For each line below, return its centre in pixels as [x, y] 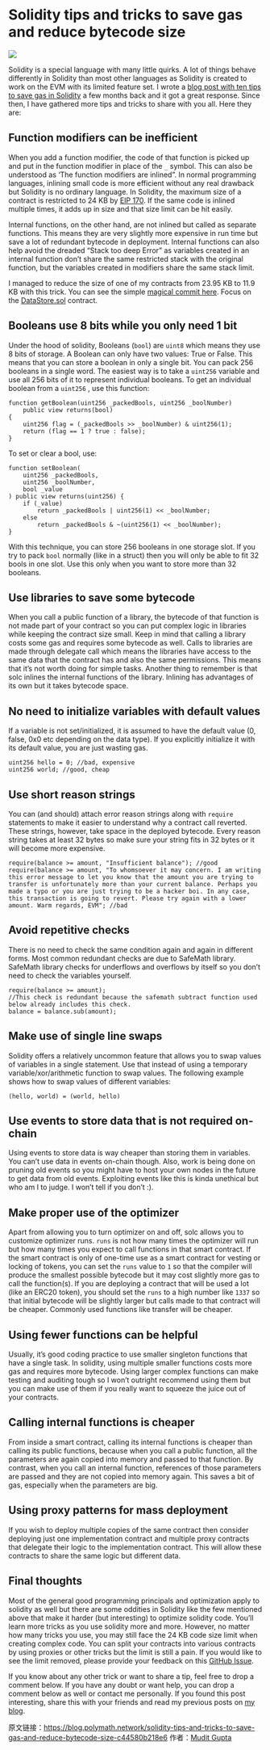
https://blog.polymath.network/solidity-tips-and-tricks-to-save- [150, 1727]
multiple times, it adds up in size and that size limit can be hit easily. [120, 208]
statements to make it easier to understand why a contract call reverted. [128, 822]
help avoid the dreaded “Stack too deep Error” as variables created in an [129, 250]
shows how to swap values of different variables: [90, 1081]
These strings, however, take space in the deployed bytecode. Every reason [135, 831]
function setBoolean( [45, 468]
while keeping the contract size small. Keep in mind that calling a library [127, 634]
